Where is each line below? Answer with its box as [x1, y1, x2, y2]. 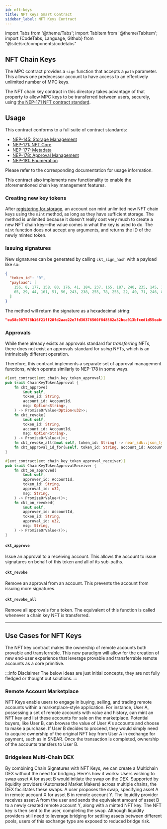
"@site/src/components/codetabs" [5, 41, 77, 47]
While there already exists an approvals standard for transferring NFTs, [5, 340, 151, 346]
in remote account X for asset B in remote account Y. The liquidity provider [5, 792, 158, 798]
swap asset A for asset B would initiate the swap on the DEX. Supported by [5, 776, 159, 782]
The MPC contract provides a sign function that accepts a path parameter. [5, 68, 158, 75]
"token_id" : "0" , [9, 276, 46, 281]
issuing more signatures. [5, 586, 56, 592]
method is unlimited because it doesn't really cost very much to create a [5, 216, 153, 222]
